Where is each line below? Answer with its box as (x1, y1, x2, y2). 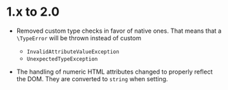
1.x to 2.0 (6, 4, 60, 20)
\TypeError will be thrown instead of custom (16, 33, 141, 42)
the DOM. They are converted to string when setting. (16, 74, 168, 82)
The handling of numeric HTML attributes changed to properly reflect (16, 67, 213, 76)
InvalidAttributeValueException (26, 48, 119, 55)
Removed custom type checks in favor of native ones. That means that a (16, 27, 222, 35)
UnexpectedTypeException (26, 55, 98, 62)
